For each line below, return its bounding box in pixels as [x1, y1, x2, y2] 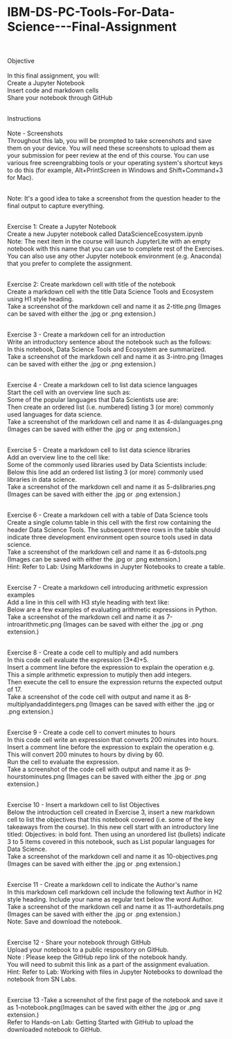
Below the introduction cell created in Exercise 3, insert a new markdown [7, 808, 215, 816]
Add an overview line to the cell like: [7, 453, 110, 462]
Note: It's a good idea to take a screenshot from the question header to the [7, 194, 221, 202]
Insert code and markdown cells [7, 86, 99, 94]
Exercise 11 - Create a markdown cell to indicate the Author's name [7, 880, 198, 888]
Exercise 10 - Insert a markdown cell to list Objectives [7, 800, 160, 809]
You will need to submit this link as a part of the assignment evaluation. [7, 960, 210, 968]
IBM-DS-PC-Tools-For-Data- [7, 4, 175, 20]
